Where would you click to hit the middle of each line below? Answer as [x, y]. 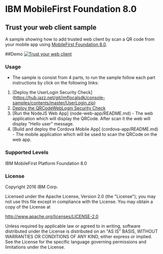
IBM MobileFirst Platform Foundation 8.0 [46, 163]
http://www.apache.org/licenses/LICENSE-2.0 [52, 216]
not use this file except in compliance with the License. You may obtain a [79, 202]
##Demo [14, 54]
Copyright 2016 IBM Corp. [32, 187]
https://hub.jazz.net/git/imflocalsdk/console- [60, 98]
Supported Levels [27, 153]
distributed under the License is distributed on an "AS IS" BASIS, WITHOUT [81, 231]
